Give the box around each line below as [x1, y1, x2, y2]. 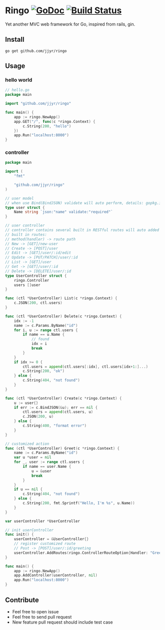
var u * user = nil [14, 455, 52, 460]
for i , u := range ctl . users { [14, 327, 78, 333]
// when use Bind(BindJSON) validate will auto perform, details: [5, 200, 144, 205]
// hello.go [5, 87, 29, 93]
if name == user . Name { [23, 464, 71, 469]
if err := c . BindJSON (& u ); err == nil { [14, 405, 98, 410]
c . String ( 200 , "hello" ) [23, 123, 71, 129]
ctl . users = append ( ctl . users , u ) [23, 409, 93, 415]
